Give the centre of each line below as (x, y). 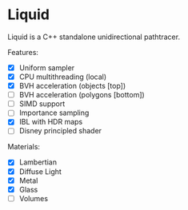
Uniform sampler (47, 67)
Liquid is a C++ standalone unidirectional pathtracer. (94, 37)
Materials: (24, 147)
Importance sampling (54, 113)
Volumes (34, 198)
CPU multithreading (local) (63, 77)
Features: (23, 52)
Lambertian (38, 162)
